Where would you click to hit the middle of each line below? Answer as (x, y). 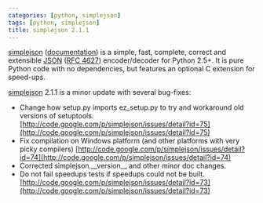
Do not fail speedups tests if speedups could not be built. (112, 174)
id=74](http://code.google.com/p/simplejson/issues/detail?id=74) (125, 158)
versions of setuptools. (57, 116)
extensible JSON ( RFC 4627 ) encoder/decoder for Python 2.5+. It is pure (126, 60)
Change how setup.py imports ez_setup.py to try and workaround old (131, 107)
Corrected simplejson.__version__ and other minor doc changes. (122, 166)
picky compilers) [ (49, 149)
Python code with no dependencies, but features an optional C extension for (131, 69)
